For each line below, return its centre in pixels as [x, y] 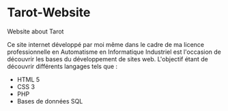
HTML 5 [28, 79]
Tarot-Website [49, 13]
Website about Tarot [35, 31]
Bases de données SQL [50, 101]
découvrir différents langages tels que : [62, 66]
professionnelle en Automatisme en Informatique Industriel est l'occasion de [114, 52]
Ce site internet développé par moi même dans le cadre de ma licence [106, 44]
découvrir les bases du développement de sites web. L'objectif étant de [108, 59]
